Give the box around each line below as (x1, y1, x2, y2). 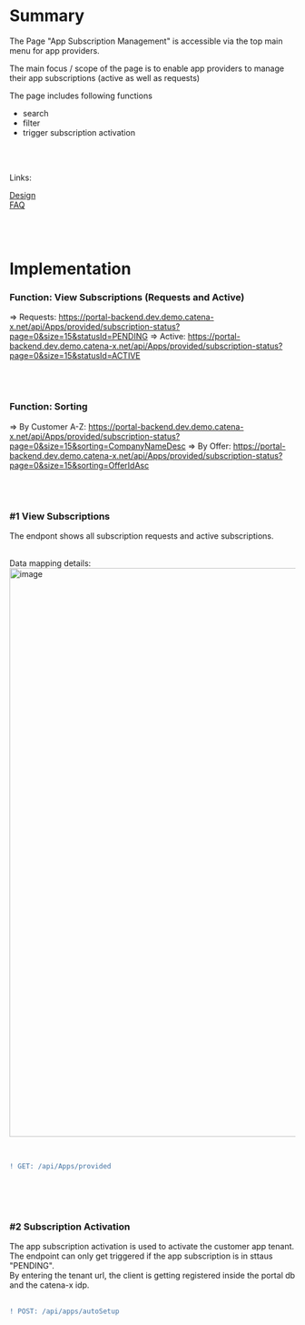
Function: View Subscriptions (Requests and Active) (9, 291, 245, 304)
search (22, 107, 49, 118)
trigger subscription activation (22, 126, 136, 137)
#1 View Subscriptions (9, 510, 111, 522)
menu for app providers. (9, 45, 100, 56)
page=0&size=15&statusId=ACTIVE (9, 350, 141, 361)
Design (9, 189, 36, 200)
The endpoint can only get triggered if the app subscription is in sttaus (9, 1250, 273, 1261)
